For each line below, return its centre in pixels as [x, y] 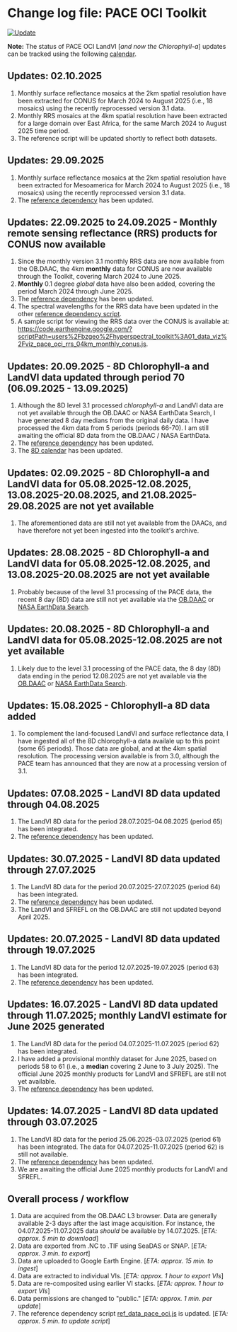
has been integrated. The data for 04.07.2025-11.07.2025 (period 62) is [121, 1147]
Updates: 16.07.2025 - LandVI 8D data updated [113, 1005]
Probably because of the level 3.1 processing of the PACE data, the [115, 591]
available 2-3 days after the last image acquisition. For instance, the [116, 1223]
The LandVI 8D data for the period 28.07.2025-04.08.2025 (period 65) [120, 821]
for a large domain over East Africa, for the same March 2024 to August [122, 123]
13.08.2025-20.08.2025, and [73, 495]
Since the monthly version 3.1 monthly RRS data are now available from [121, 261]
